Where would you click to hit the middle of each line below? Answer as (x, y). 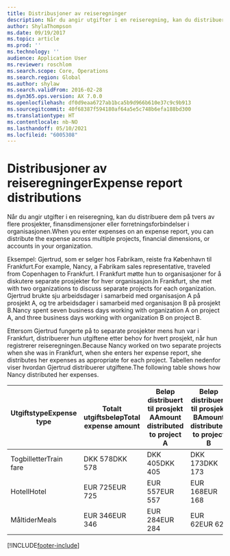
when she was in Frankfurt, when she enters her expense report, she (104, 353)
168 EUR (204, 491)
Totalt (112, 409)
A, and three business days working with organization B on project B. (104, 318)
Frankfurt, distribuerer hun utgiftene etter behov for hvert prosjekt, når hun (112, 338)
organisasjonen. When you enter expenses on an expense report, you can (111, 231)
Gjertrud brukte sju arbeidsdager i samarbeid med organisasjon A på (104, 296)
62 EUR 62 (207, 524)
